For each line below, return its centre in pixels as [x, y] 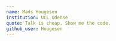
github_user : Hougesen [34, 29]
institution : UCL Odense [37, 17]
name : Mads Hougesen [32, 12]
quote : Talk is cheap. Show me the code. [59, 23]
